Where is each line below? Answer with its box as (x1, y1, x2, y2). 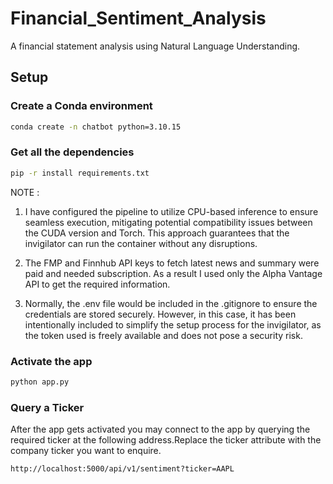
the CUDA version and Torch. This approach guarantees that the (24, 227, 290, 239)
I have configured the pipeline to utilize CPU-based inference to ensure (24, 205, 319, 217)
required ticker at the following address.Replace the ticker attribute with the (10, 434, 322, 446)
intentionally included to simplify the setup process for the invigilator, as (24, 318, 322, 331)
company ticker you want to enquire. (10, 445, 162, 457)
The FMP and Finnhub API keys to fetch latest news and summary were (24, 257, 320, 269)
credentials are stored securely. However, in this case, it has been (24, 308, 297, 320)
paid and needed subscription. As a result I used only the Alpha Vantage (24, 267, 323, 279)
